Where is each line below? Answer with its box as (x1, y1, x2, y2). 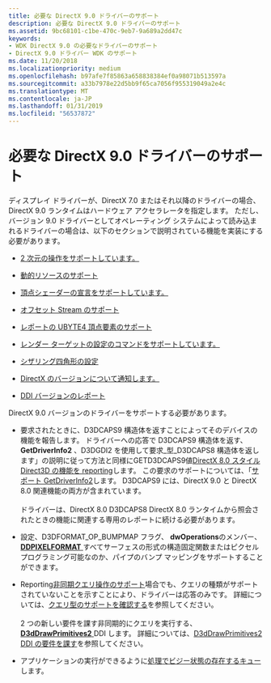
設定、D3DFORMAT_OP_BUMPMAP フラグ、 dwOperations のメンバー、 (19, 532, 261, 541)
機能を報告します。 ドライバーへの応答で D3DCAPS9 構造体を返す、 (19, 435, 248, 445)
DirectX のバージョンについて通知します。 (19, 373, 160, 383)
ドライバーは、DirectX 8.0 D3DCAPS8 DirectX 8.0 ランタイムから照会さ (19, 504, 260, 514)
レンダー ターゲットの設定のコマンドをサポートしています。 (19, 339, 220, 349)
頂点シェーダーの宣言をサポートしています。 (19, 287, 168, 297)
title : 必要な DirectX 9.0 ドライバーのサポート (8, 11, 159, 20)
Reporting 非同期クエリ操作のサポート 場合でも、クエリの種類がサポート (19, 579, 259, 589)
